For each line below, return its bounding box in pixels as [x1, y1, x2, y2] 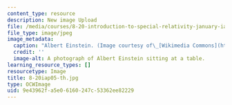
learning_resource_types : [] [7, 61, 91, 68]
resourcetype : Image [7, 68, 67, 75]
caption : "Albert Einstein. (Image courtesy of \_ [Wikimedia [13, 42, 190, 49]
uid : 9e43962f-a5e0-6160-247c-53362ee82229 [7, 87, 135, 94]
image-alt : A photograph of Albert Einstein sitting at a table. [13, 55, 206, 62]
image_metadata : [7, 36, 54, 43]
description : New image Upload [7, 17, 97, 23]
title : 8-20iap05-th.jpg [7, 74, 79, 82]
